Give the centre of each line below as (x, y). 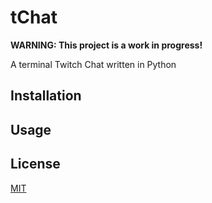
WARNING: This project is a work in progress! (106, 45)
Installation (46, 96)
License (35, 164)
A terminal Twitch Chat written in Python (93, 64)
